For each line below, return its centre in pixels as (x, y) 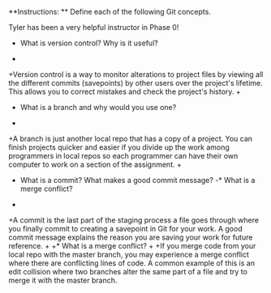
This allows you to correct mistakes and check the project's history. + (125, 91)
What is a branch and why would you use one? (98, 107)
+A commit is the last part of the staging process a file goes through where (134, 220)
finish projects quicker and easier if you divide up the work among (119, 147)
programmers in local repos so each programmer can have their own (123, 156)
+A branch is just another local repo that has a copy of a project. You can (131, 138)
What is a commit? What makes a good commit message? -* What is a (138, 180)
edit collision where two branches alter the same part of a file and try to (128, 272)
